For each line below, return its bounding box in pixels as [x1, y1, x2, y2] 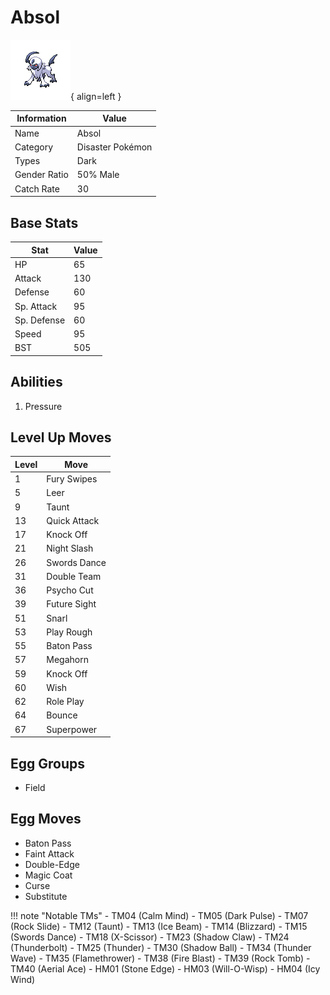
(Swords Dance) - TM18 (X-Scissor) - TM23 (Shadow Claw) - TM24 [10, 931, 290, 943]
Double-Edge [24, 858, 80, 870]
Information [16, 112, 67, 125]
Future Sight [46, 598, 97, 610]
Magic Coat [24, 869, 73, 881]
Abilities [10, 374, 63, 391]
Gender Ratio [14, 169, 69, 181]
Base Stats [10, 214, 79, 231]
